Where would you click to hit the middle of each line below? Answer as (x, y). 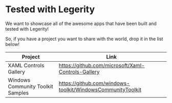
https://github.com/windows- (94, 83)
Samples (18, 93)
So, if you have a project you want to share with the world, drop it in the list (84, 39)
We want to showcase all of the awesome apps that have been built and (81, 23)
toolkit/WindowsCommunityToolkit (100, 89)
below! (12, 44)
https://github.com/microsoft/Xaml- (102, 65)
